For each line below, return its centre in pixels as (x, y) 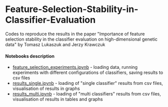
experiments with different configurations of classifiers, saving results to (88, 73)
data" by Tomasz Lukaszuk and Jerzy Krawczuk (55, 44)
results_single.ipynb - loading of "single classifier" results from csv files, (88, 83)
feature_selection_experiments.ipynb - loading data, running (75, 67)
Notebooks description (30, 56)
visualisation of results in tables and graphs (58, 99)
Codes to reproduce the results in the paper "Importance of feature (75, 34)
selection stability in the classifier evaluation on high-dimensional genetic (81, 39)
